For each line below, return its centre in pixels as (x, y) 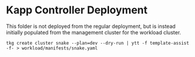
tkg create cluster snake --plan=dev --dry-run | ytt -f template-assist (98, 43)
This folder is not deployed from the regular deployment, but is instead (91, 26)
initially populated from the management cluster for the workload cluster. (94, 32)
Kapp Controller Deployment (77, 10)
